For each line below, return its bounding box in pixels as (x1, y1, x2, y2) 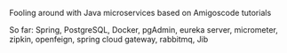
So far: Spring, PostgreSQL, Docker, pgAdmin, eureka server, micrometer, (9, 25, 278, 34)
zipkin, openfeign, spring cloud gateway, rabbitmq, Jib (9, 34, 209, 44)
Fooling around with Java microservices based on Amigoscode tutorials (9, 8, 272, 18)
